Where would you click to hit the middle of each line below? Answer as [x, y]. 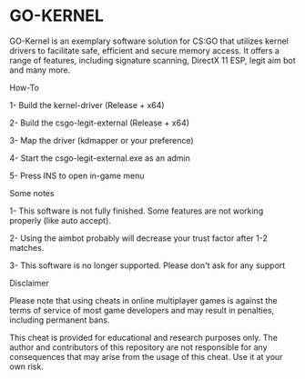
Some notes [32, 193]
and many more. [40, 70]
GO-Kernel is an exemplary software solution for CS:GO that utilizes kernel [149, 41]
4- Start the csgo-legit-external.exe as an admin [100, 158]
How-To [24, 87]
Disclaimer [30, 283]
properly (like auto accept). [61, 220]
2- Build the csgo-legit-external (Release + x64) [99, 123]
